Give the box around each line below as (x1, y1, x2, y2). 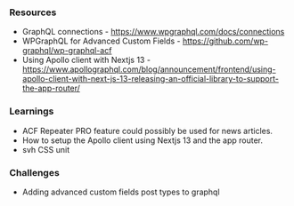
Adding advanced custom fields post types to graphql (21, 186, 220, 197)
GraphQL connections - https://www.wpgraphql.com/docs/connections (21, 27, 285, 37)
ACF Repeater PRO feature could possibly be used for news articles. (21, 125, 274, 136)
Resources (9, 6, 57, 19)
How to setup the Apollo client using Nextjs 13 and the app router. (21, 135, 264, 146)
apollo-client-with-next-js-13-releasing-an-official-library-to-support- (21, 74, 279, 84)
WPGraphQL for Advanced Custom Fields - (21, 36, 181, 46)
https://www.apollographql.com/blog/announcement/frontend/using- (21, 64, 276, 75)
